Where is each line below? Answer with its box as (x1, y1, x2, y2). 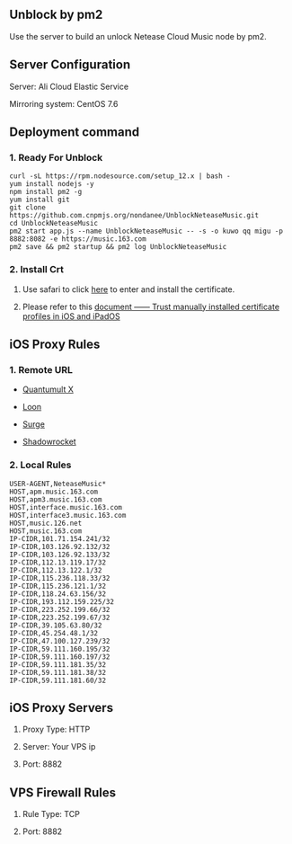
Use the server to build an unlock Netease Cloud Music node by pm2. (9, 31, 267, 41)
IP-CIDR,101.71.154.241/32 (9, 534, 111, 543)
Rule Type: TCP (22, 809, 81, 820)
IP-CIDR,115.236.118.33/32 (9, 573, 111, 582)
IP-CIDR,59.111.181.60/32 (9, 676, 106, 685)
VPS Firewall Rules (9, 785, 117, 800)
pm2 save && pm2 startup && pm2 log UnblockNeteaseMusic (9, 243, 227, 252)
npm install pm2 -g (9, 188, 83, 197)
